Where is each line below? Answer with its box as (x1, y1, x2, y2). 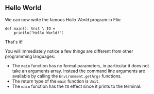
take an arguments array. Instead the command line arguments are (12, 68, 146, 74)
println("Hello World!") (14, 30, 64, 35)
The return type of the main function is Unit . (12, 78, 100, 84)
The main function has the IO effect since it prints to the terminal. (12, 83, 142, 89)
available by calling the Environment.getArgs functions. (12, 73, 122, 79)
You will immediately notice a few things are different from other (5, 48, 134, 54)
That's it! (5, 39, 23, 45)
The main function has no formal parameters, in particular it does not (12, 63, 149, 68)
